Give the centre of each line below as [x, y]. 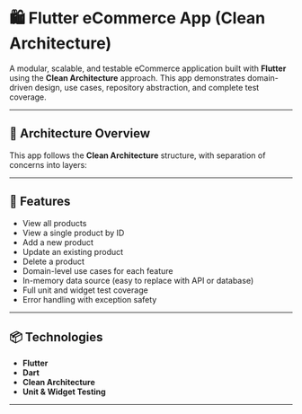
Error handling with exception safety [89, 299]
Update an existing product [73, 251]
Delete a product [53, 261]
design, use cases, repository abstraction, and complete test [147, 87]
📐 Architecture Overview [80, 133]
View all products [54, 223]
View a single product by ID [73, 233]
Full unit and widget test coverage [85, 290]
